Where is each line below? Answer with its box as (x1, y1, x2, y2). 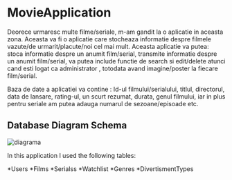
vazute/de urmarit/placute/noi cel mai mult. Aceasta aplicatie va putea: (7, 42, 209, 50)
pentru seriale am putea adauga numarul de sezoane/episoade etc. (7, 99, 199, 108)
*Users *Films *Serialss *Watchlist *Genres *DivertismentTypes (7, 164, 194, 173)
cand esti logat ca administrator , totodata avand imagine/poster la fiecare (7, 64, 218, 72)
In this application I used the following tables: (7, 151, 136, 159)
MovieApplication (7, 5, 111, 21)
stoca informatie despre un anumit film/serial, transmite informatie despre (7, 50, 217, 58)
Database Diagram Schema (7, 119, 127, 132)
